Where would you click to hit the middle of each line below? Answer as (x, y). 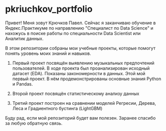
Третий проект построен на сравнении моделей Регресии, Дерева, (84, 103)
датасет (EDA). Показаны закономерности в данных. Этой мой (79, 73)
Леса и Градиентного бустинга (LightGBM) (57, 108)
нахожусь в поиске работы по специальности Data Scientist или (73, 33)
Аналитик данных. (24, 39)
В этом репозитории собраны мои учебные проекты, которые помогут (80, 48)
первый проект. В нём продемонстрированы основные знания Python (87, 79)
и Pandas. (23, 84)
